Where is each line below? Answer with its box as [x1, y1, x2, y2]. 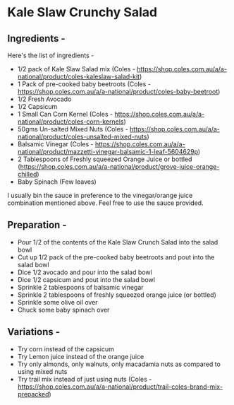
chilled [17, 170, 37, 178]
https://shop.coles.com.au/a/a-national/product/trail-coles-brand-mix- [17, 382, 223, 391]
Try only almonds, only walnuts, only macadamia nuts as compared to [17, 360, 221, 368]
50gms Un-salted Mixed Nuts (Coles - [17, 125, 128, 133]
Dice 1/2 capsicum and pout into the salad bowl [17, 275, 155, 283]
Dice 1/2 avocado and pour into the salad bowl [17, 268, 153, 276]
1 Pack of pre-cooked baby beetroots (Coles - [17, 80, 152, 88]
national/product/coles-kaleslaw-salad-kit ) [17, 72, 142, 81]
